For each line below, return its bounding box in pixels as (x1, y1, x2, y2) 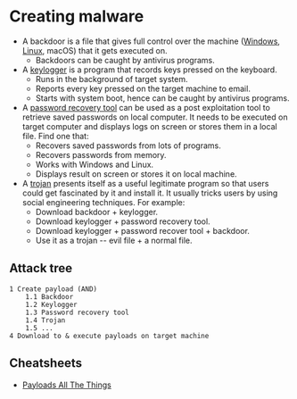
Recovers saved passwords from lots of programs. (35, 140, 221, 151)
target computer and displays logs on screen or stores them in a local (21, 121, 278, 131)
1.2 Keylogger (25, 300, 78, 309)
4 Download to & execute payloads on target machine (9, 331, 210, 340)
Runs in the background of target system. (35, 73, 188, 84)
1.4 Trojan (25, 315, 66, 325)
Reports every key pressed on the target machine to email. (35, 83, 252, 94)
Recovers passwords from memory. (35, 149, 167, 160)
